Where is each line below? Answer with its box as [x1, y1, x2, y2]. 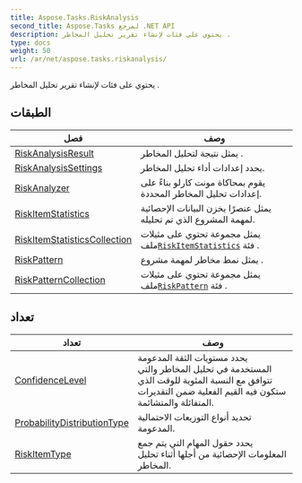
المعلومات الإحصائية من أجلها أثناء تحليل [137, 447, 288, 460]
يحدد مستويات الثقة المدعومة [137, 351, 248, 364]
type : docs [10, 38, 51, 47]
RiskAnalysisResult [14, 147, 95, 160]
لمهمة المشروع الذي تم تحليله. [140, 212, 255, 225]
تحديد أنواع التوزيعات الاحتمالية [137, 410, 252, 423]
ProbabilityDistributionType [14, 416, 129, 428]
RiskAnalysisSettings [14, 161, 103, 174]
